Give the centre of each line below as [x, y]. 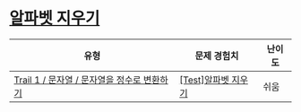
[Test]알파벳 [204, 80]
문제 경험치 [217, 56]
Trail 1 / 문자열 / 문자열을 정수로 [77, 80]
